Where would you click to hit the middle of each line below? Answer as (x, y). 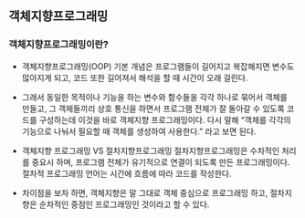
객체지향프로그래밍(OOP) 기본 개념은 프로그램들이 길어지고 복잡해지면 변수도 (158, 66)
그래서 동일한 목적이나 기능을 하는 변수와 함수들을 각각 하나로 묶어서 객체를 (155, 97)
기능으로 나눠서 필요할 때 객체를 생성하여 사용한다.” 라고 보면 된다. (139, 131)
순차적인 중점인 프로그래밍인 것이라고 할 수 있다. (124, 204)
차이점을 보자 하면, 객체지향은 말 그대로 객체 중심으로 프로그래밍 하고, (145, 192)
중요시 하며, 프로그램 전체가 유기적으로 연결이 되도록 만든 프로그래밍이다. (161, 161)
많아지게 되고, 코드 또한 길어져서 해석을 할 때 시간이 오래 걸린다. (135, 78)
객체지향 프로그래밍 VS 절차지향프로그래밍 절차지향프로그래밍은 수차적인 (151, 151)
